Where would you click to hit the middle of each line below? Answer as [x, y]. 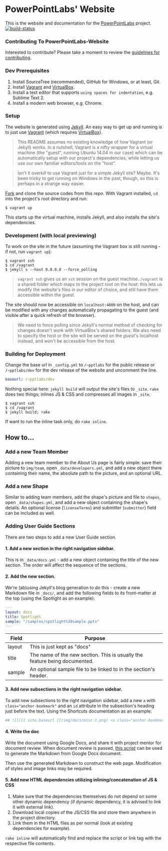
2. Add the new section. [30, 576]
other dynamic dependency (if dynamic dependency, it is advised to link [87, 801]
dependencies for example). [41, 828]
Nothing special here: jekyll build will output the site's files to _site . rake [82, 389]
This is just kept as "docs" [60, 647]
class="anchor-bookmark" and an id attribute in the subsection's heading [80, 706]
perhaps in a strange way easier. [51, 184]
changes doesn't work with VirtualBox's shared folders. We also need [89, 330]
